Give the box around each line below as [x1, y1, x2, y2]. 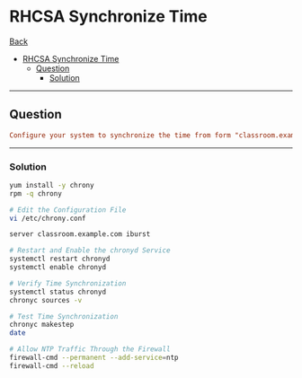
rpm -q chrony [9, 189, 63, 198]
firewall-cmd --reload [9, 361, 94, 370]
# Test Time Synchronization [9, 312, 119, 321]
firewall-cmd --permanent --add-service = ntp [9, 353, 179, 363]
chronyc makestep [9, 321, 75, 330]
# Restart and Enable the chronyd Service [9, 246, 171, 255]
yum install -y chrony [9, 180, 94, 189]
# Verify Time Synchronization [9, 278, 127, 288]
